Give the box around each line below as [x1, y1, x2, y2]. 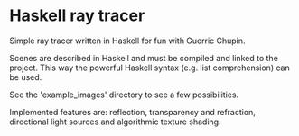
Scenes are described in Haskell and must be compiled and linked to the [9, 52, 278, 63]
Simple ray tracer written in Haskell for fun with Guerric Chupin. [9, 35, 246, 46]
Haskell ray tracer [9, 5, 145, 26]
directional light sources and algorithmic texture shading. [9, 116, 221, 127]
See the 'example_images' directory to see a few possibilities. [9, 89, 239, 100]
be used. [9, 71, 42, 82]
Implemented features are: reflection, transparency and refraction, [9, 106, 256, 117]
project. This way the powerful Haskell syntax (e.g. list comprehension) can [9, 62, 291, 73]
